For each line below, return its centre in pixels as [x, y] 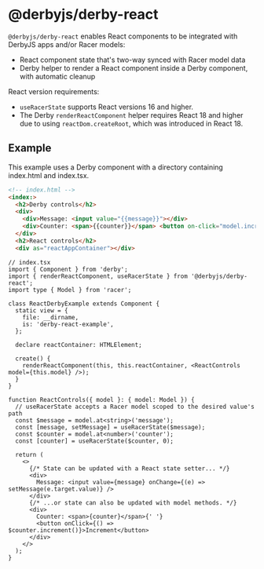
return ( [29, 454]
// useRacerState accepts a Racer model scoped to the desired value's [135, 407]
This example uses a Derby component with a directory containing [116, 167]
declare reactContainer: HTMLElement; [79, 345]
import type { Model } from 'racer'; [70, 290]
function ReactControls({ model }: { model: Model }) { [101, 399]
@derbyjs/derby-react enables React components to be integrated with [123, 36]
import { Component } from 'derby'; [68, 269]
